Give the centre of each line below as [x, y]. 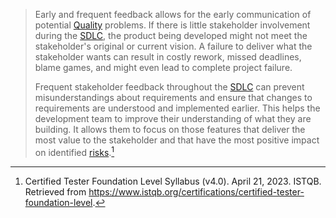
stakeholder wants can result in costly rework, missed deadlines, [168, 57]
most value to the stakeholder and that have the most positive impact [177, 140]
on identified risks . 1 [74, 151]
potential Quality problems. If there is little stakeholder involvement [172, 25]
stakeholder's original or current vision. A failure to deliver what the [173, 46]
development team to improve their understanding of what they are [173, 118]
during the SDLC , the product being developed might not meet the [171, 35]
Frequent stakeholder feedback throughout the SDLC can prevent [169, 87]
